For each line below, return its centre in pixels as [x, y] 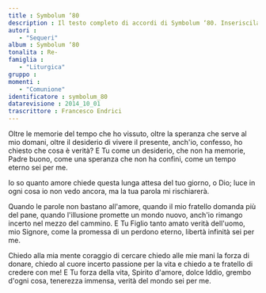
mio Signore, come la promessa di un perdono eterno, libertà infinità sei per [131, 232]
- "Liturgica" [42, 67]
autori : [23, 30]
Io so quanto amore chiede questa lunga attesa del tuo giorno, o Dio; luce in [132, 183]
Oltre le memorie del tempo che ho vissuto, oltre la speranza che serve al [127, 134]
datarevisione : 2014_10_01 [55, 104]
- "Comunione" [42, 89]
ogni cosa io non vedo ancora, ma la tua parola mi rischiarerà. [109, 191]
